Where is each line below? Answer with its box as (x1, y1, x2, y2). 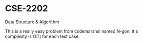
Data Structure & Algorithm (5, 19, 60, 25)
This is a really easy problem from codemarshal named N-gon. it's (5, 28, 138, 34)
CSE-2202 (5, 3, 48, 14)
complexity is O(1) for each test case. (5, 33, 80, 39)
